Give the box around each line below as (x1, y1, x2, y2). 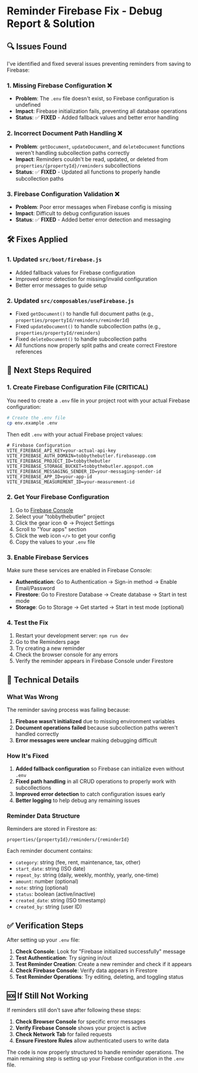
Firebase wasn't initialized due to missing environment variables (15, 717, 175, 724)
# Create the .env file (7, 415, 66, 421)
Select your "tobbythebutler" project (15, 513, 105, 520)
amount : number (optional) (15, 878, 79, 885)
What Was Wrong (7, 692, 59, 701)
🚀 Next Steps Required (7, 365, 92, 375)
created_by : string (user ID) (15, 903, 83, 911)
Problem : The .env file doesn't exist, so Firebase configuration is (15, 95, 175, 102)
